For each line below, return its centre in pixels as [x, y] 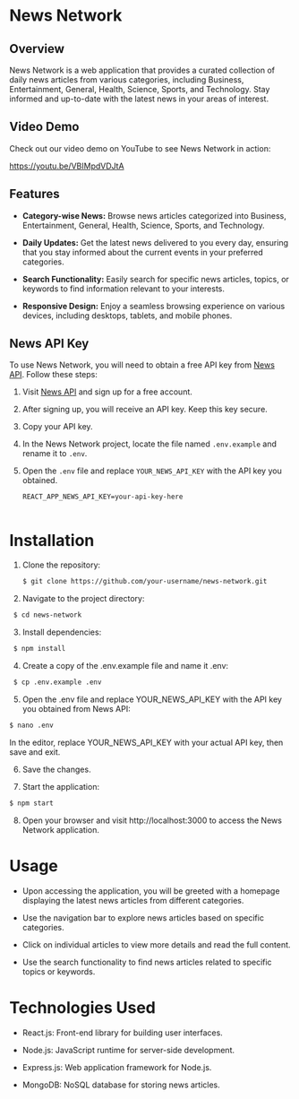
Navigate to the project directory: [83, 599]
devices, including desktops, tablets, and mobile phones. [127, 316]
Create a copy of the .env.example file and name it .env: [125, 666]
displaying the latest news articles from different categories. [133, 900]
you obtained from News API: [77, 708]
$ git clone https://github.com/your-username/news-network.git [145, 582]
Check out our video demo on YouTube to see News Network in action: [140, 148]
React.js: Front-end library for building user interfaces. [123, 1033]
